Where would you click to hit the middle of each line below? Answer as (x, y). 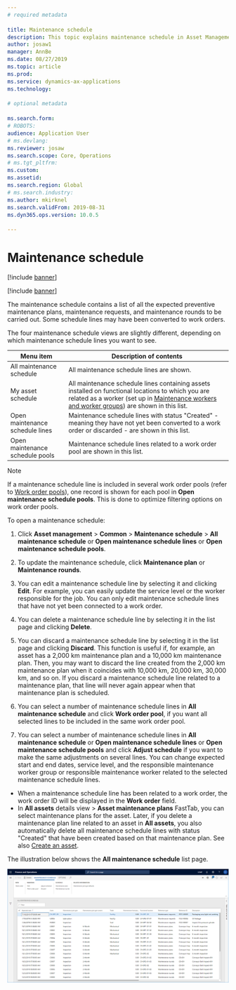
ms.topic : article (34, 67)
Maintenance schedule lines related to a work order (143, 444)
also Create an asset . (48, 845)
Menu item (36, 356)
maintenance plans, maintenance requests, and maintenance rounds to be (114, 312)
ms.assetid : (25, 178)
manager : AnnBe (29, 52)
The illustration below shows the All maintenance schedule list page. (108, 859)
